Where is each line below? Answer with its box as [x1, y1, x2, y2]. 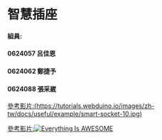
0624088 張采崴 [7, 85, 57, 93]
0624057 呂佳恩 [7, 49, 56, 58]
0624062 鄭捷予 [7, 67, 57, 75]
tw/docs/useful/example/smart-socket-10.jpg [7, 109, 140, 118]
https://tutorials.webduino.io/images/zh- [36, 102, 155, 110]
